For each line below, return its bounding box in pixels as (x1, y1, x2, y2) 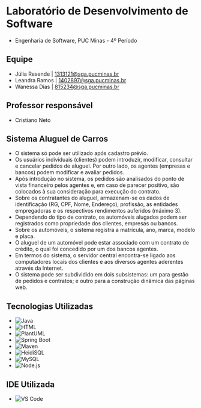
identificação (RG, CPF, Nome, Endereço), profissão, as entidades (14, 201, 178, 208)
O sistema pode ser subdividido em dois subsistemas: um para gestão (14, 271, 189, 278)
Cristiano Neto (14, 116, 51, 124)
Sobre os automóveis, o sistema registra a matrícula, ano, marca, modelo (14, 227, 196, 234)
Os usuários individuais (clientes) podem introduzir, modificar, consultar (14, 156, 193, 163)
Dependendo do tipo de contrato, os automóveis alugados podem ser (14, 213, 187, 221)
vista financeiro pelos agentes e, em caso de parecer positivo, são (14, 181, 179, 189)
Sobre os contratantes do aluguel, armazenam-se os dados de (14, 194, 170, 202)
